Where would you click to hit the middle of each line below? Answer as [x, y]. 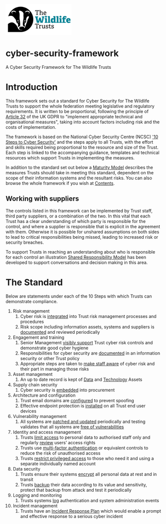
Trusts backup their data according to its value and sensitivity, [84, 484]
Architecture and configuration [44, 395]
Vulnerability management [40, 416]
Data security [27, 469]
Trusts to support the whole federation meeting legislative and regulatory [80, 106]
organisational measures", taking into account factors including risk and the [83, 122]
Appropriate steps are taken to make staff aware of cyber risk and [87, 364]
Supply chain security [35, 384]
